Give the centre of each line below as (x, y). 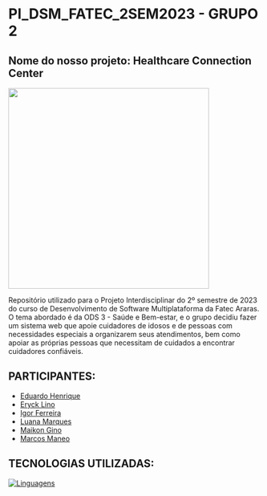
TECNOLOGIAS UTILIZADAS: (81, 463)
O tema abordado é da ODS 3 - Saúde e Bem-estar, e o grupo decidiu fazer (133, 317)
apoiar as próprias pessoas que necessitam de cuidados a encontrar (121, 343)
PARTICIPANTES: (52, 377)
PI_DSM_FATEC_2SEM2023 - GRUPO (133, 14)
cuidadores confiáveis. (46, 351)
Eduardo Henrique (50, 396)
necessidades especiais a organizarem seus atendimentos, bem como (124, 334)
